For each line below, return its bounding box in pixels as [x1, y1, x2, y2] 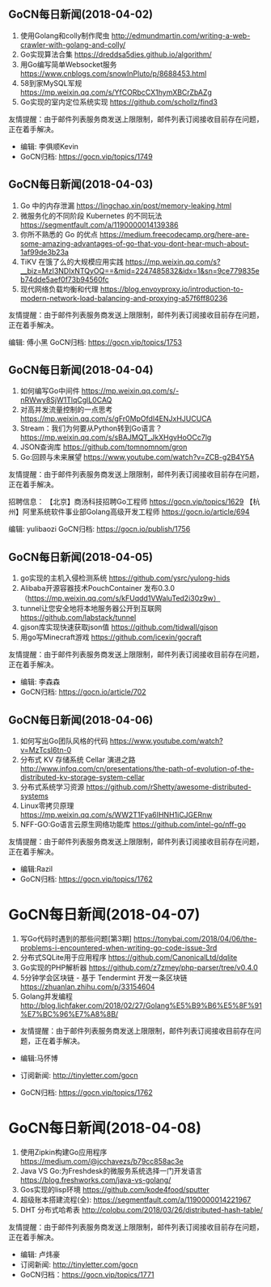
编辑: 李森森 [19, 677, 61, 686]
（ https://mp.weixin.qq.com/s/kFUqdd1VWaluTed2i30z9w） [19, 593, 221, 603]
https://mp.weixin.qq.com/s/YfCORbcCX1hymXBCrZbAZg [19, 87, 213, 97]
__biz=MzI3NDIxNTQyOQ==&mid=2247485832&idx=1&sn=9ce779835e [19, 265, 260, 275]
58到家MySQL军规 [19, 78, 83, 87]
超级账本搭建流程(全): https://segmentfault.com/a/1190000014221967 [19, 1195, 252, 1204]
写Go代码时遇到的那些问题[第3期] [19, 934, 132, 943]
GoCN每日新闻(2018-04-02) [8, 7, 154, 22]
